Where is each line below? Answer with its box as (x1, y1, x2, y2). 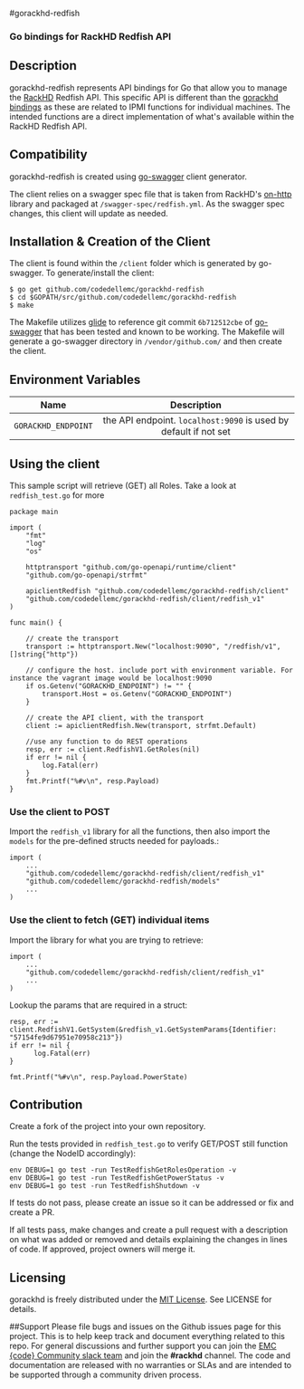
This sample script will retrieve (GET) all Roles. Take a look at (9, 480, 237, 491)
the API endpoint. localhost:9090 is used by (102, 414, 290, 426)
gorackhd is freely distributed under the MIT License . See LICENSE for (9, 1294, 272, 1305)
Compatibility (9, 147, 88, 162)
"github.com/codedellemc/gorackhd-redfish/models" (25, 877, 221, 886)
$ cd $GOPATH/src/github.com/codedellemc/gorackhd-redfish (9, 293, 237, 302)
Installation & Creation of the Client (9, 234, 211, 249)
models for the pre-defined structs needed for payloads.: (9, 836, 220, 847)
